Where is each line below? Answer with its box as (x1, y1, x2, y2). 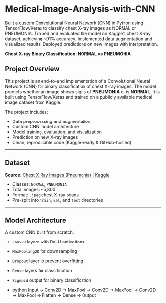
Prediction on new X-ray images (12, 134, 78, 140)
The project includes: (5, 109, 48, 115)
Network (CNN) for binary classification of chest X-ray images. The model (5, 83, 156, 89)
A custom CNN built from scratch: (5, 229, 74, 235)
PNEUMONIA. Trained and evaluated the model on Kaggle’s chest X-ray (5, 30, 151, 36)
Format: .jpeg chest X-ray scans (12, 192, 79, 198)
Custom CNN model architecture (12, 123, 79, 129)
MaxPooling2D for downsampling (12, 248, 78, 254)
